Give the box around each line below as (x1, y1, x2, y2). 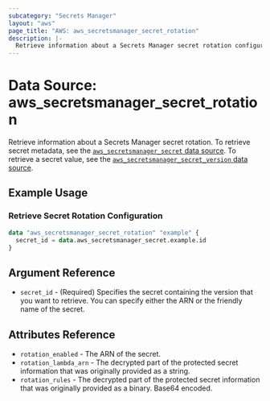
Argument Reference (8, 266, 116, 279)
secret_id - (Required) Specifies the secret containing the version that (19, 287, 253, 297)
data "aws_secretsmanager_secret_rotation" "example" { (8, 229, 199, 237)
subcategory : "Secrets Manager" (8, 11, 117, 20)
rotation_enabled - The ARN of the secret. (19, 349, 162, 358)
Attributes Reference (8, 328, 116, 341)
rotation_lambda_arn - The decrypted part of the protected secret (19, 358, 239, 367)
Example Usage (8, 186, 88, 200)
